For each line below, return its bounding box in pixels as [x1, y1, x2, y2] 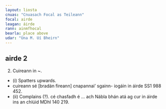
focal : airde [5, 17, 33, 22]
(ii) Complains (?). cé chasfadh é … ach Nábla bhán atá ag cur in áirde [12, 93, 157, 99]
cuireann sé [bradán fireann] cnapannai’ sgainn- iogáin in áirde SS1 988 [12, 83, 161, 89]
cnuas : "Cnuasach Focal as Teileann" [5, 12, 85, 17]
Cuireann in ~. [12, 68, 42, 74]
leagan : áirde [5, 21, 35, 27]
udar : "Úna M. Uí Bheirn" [5, 36, 59, 41]
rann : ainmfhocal [5, 26, 42, 31]
